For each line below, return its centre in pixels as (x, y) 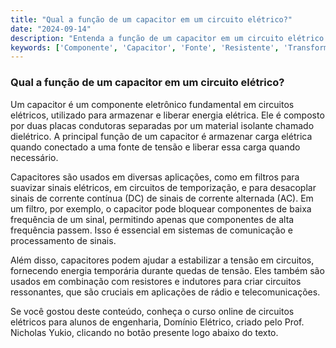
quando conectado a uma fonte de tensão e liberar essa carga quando (155, 147)
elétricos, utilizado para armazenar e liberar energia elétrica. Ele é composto (167, 115)
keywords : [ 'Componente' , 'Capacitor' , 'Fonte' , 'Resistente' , (145, 47)
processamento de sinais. (63, 240)
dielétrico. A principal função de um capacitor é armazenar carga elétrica (161, 136)
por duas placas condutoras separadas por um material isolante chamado (162, 125)
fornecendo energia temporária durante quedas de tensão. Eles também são (167, 270)
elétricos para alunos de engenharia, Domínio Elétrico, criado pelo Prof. (157, 322)
